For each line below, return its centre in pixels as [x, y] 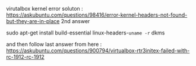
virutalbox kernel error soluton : [45, 9]
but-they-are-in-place [33, 21]
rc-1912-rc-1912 [25, 57]
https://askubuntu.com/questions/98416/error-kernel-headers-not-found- [97, 15]
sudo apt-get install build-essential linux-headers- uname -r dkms [86, 33]
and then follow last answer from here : [54, 44]
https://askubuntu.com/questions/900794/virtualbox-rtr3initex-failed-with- [98, 51]
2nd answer [75, 21]
